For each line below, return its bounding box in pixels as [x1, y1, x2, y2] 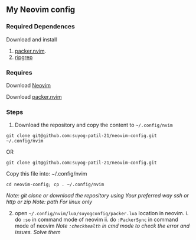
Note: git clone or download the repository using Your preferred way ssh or [6, 192, 189, 199]
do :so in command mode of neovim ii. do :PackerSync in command [14, 216, 178, 223]
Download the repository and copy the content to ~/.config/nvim [14, 121, 173, 129]
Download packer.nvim [6, 93, 62, 100]
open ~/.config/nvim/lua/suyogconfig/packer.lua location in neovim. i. [14, 210, 189, 217]
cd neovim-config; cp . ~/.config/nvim [6, 181, 104, 188]
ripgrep [14, 53, 33, 61]
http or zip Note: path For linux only [6, 198, 93, 206]
